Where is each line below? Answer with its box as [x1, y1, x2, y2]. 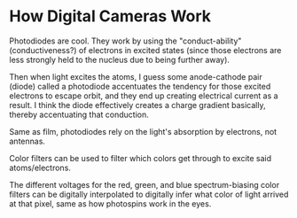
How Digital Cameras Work [9, 6, 211, 27]
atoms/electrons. [9, 162, 71, 173]
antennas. [9, 136, 46, 146]
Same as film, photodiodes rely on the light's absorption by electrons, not [9, 126, 277, 136]
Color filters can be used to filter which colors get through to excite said [9, 152, 272, 163]
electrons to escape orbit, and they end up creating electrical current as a [9, 90, 278, 101]
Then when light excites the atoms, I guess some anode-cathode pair [9, 71, 263, 82]
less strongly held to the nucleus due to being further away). [9, 54, 231, 65]
